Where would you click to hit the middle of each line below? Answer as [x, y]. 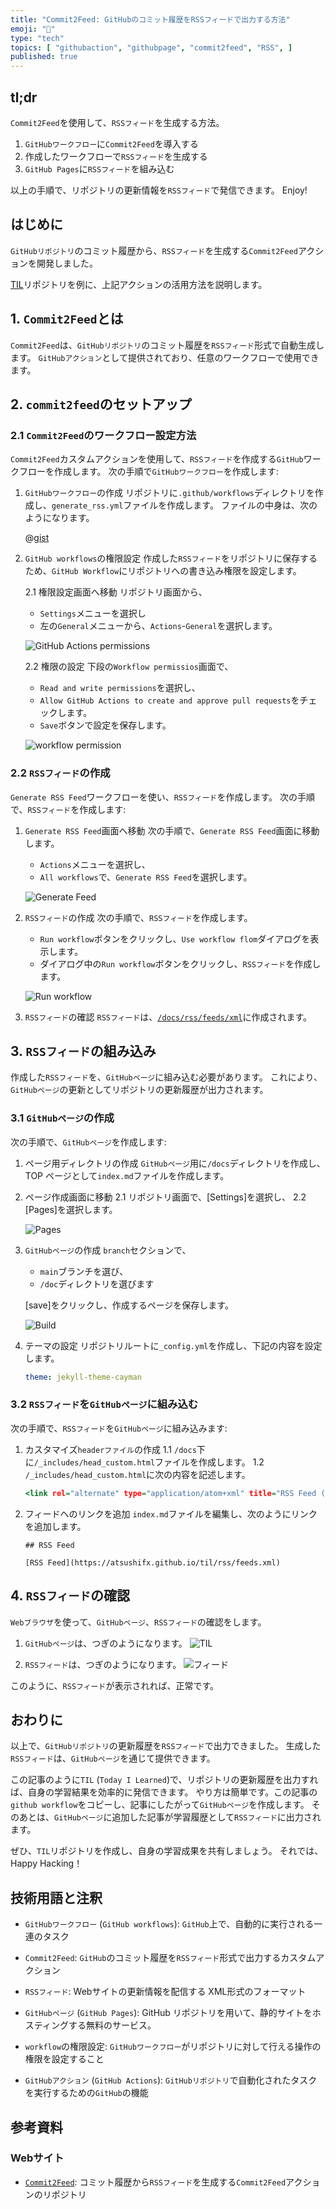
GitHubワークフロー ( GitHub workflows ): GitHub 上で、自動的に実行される [169, 1924]
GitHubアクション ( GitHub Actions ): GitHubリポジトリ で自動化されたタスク [171, 2080]
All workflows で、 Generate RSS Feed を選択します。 [146, 877]
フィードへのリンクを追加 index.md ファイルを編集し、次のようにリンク [171, 1513]
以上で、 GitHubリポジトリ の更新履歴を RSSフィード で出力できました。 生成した [166, 1746]
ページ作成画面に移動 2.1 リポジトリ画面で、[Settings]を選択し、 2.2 [165, 1197]
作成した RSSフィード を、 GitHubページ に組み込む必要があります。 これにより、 [166, 1077]
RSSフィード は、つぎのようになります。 [103, 1664]
